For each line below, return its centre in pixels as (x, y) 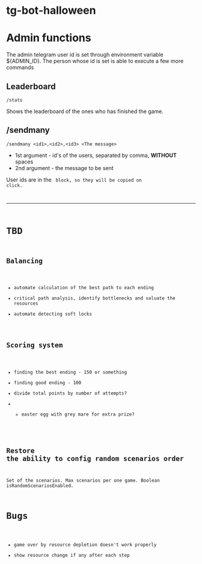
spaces (24, 161)
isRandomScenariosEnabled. (40, 486)
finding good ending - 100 (48, 383)
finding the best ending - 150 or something (71, 372)
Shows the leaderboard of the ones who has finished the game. (85, 111)
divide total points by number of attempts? (71, 394)
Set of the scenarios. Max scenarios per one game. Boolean (83, 480)
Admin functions (49, 38)
